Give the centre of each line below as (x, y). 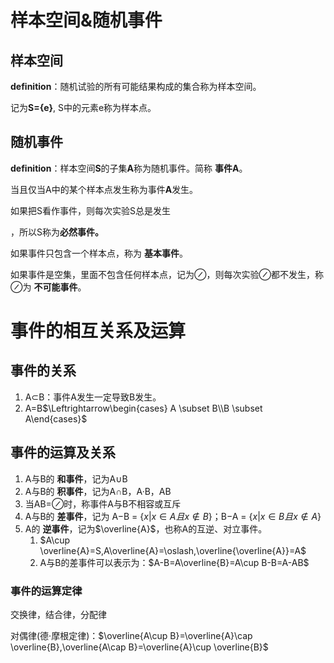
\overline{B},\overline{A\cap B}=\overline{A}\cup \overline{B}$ (139, 647)
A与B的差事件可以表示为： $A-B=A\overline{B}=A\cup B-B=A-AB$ (174, 562)
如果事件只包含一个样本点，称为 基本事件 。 (99, 253)
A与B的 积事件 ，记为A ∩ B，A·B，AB (98, 491)
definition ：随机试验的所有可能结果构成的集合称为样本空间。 (136, 86)
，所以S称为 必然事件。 (57, 232)
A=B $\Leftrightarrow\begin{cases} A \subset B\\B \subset (143, 408)
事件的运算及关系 (63, 452)
